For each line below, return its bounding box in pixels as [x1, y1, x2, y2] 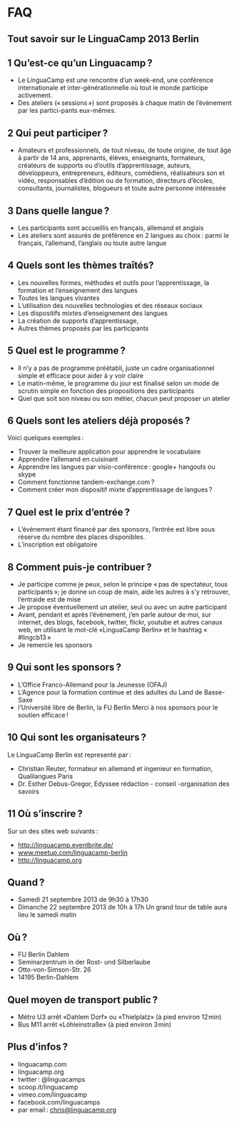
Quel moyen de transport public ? [7, 994, 158, 1006]
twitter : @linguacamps [17, 1075, 86, 1083]
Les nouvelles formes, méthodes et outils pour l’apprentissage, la [17, 278, 210, 287]
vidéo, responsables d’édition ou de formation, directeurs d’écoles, [17, 176, 214, 185]
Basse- [203, 687, 225, 697]
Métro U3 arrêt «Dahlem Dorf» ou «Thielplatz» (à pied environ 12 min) [17, 1012, 222, 1021]
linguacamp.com [17, 1060, 68, 1068]
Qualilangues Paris [17, 772, 73, 780]
